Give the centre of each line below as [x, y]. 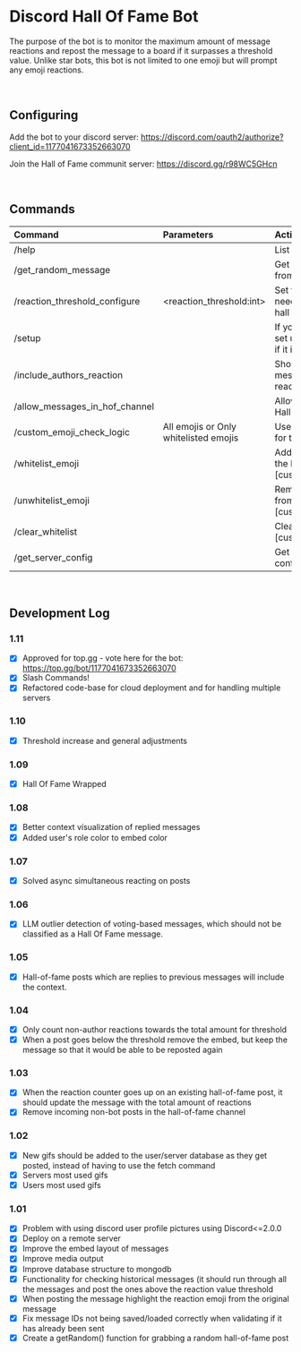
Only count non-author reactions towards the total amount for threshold [155, 1029]
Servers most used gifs [65, 1175]
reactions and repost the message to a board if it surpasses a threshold [141, 50]
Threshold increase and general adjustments [105, 740]
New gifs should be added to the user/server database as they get [144, 1155]
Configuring [44, 115]
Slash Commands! [56, 678]
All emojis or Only [200, 426]
